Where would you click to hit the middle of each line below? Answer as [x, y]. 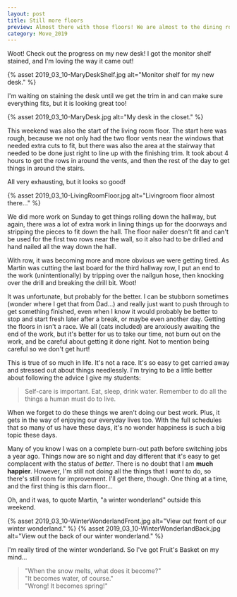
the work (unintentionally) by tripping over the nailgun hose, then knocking [116, 275]
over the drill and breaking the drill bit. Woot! [72, 283]
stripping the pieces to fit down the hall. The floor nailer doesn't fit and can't [118, 232]
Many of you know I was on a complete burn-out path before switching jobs [117, 449]
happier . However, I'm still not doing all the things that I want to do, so [109, 471]
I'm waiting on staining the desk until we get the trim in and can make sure [115, 96]
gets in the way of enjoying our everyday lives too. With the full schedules [115, 420]
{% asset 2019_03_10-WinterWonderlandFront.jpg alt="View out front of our [117, 521]
